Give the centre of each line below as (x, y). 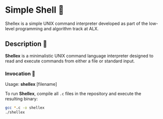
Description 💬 (26, 44)
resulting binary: (21, 99)
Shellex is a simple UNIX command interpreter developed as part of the (76, 23)
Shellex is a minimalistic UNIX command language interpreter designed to (79, 56)
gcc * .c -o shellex (25, 108)
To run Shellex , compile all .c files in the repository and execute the (73, 94)
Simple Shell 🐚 (35, 10)
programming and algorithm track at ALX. (57, 28)
